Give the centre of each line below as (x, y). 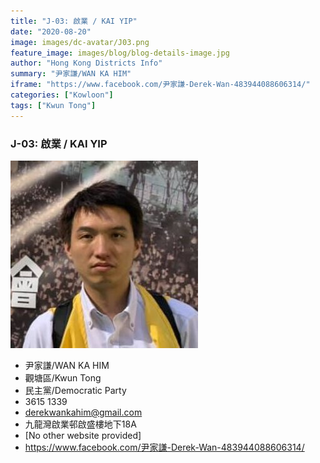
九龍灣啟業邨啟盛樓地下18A (80, 424)
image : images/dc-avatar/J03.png (80, 42)
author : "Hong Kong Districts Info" (86, 63)
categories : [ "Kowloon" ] (62, 95)
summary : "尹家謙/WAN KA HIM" (71, 74)
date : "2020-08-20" (51, 31)
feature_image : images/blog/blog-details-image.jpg (120, 53)
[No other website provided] (83, 435)
